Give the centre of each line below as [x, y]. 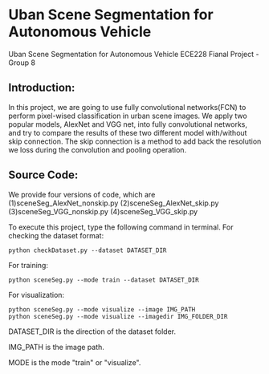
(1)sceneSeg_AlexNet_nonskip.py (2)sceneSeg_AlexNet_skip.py [114, 203]
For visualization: [37, 295]
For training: [28, 265]
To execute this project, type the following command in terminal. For [121, 227]
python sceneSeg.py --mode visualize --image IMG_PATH [102, 309]
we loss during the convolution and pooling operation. [98, 149]
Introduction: [42, 88]
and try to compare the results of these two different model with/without [128, 132]
